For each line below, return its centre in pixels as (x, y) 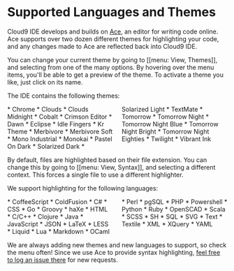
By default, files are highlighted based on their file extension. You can (107, 160)
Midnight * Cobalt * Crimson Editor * (60, 117)
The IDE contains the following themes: (64, 96)
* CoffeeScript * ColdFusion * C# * (57, 202)
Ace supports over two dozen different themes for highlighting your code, (113, 38)
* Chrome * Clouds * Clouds (48, 109)
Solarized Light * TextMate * (162, 109)
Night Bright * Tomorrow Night (166, 131)
